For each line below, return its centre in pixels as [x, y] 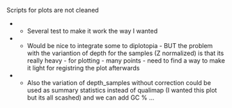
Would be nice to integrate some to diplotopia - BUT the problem [120, 46]
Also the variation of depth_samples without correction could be [119, 83]
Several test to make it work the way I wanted [92, 31]
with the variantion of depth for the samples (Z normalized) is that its [125, 53]
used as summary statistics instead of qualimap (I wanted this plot [122, 90]
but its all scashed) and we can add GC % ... [91, 98]
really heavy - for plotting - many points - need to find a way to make [126, 61]
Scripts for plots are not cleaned [53, 10]
